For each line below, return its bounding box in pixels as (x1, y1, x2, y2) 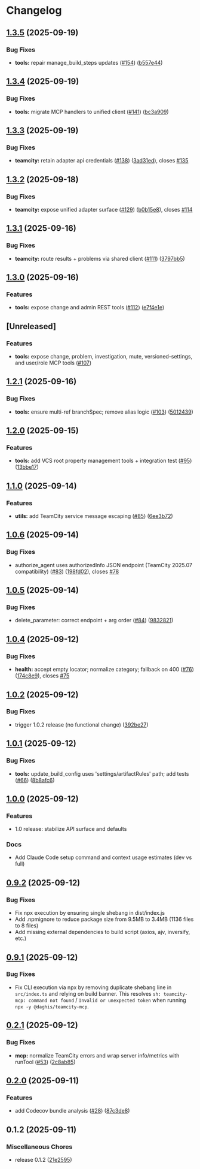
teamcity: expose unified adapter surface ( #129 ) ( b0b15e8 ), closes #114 (14, 206, 193, 213)
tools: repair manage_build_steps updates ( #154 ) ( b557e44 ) (14, 59, 163, 66)
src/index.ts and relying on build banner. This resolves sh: (14, 990, 161, 997)
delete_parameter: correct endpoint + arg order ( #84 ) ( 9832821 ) (14, 617, 174, 624)
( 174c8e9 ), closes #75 (14, 672, 70, 679)
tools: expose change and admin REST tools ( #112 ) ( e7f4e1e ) (14, 304, 165, 311)
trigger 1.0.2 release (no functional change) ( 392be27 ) (14, 721, 149, 728)
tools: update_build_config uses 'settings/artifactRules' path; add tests (14, 770, 189, 777)
